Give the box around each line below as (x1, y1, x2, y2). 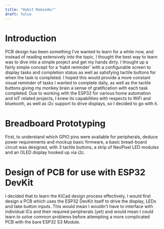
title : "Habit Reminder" (5, 7, 56, 12)
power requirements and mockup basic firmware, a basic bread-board (5, 139, 147, 145)
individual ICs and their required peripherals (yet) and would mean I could (5, 208, 153, 215)
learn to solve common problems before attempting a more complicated (5, 214, 150, 220)
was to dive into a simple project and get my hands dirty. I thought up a (5, 59, 148, 65)
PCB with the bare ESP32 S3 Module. (5, 219, 81, 225)
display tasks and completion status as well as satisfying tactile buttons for (5, 69, 156, 76)
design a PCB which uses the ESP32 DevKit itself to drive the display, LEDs (5, 198, 157, 204)
